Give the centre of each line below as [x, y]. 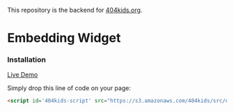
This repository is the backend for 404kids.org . [75, 10]
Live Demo [23, 75]
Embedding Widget [64, 38]
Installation [27, 60]
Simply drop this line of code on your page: [69, 88]
